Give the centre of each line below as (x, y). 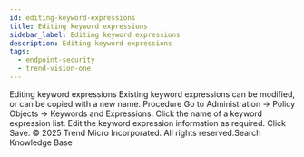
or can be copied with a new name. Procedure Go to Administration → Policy (152, 103)
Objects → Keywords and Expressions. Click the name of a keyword (136, 113)
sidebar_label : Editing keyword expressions (95, 34)
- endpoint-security (56, 60)
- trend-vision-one (54, 69)
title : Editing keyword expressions (78, 26)
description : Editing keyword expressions (91, 43)
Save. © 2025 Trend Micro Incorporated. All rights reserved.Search (135, 132)
